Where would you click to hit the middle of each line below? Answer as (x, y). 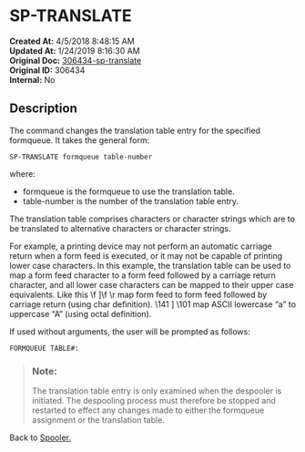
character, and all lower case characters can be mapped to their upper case (152, 284)
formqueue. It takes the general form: (80, 140)
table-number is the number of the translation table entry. (131, 200)
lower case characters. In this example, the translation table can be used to (150, 265)
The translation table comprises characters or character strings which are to (152, 219)
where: (23, 173)
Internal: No (32, 79)
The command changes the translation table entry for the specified (135, 130)
